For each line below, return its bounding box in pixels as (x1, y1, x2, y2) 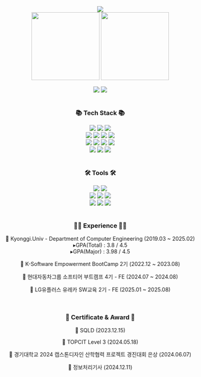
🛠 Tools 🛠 (84, 169, 116, 177)
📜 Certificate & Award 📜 (65, 313, 136, 322)
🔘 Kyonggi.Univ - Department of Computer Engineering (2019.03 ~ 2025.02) (5, 235, 195, 242)
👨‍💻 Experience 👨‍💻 (73, 221, 127, 230)
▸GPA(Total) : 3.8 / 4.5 (73, 241, 127, 249)
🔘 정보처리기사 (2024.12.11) (68, 364, 133, 371)
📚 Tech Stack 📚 (75, 109, 126, 117)
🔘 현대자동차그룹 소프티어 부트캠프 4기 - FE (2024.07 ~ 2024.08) (22, 273, 179, 280)
